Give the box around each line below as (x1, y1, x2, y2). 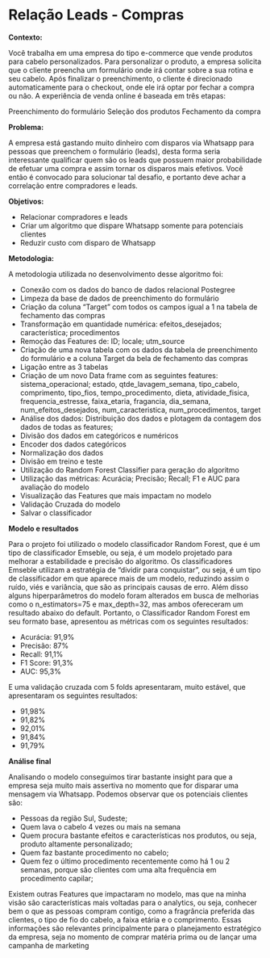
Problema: (8, 122, 44, 132)
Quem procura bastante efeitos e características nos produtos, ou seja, (19, 830, 257, 840)
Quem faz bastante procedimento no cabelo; (19, 847, 169, 857)
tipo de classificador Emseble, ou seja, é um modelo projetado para (8, 548, 232, 557)
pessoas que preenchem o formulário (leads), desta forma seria (8, 146, 221, 156)
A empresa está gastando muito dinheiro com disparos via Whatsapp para (8, 137, 255, 147)
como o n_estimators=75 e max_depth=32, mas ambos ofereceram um (8, 599, 243, 609)
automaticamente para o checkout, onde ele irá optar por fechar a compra (8, 82, 255, 92)
